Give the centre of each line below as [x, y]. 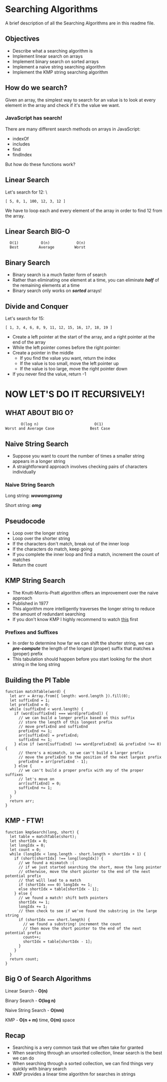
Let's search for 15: [25, 318]
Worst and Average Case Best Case [58, 428]
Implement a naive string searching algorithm [59, 66]
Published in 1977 [30, 603]
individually [24, 471]
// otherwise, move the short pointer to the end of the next [84, 871]
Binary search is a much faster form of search [60, 275]
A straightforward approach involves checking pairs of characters [80, 466]
